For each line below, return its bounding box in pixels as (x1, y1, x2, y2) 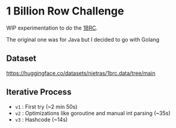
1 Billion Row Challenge (6, 4, 125, 18)
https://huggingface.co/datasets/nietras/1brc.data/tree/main (6, 69, 156, 77)
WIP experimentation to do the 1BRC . (6, 24, 98, 31)
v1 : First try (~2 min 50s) (14, 103, 78, 110)
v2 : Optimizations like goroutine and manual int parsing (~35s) (14, 109, 171, 117)
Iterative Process (6, 87, 72, 97)
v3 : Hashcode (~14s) (14, 116, 68, 123)
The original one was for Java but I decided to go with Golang (6, 36, 160, 43)
